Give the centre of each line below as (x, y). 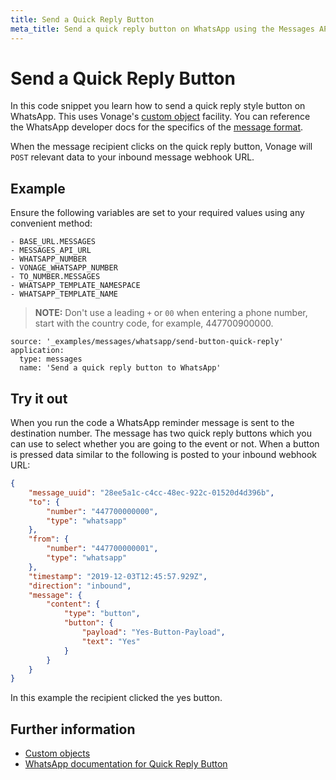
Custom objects (57, 753)
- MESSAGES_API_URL (51, 251)
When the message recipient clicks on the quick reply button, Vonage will (161, 147)
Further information (73, 729)
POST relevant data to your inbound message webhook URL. (132, 157)
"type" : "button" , (102, 614)
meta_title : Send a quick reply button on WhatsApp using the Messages (162, 29)
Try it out (39, 398)
